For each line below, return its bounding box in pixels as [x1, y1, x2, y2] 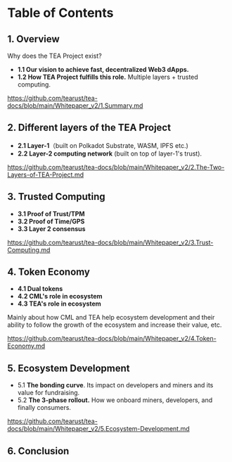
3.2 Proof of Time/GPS [17, 217, 85, 225]
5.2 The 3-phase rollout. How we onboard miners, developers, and [17, 396, 213, 404]
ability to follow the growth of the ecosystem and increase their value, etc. [7, 320, 222, 329]
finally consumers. [17, 404, 72, 412]
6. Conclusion [7, 445, 70, 457]
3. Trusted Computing [7, 191, 105, 203]
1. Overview [7, 33, 60, 45]
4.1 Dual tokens [17, 285, 63, 293]
